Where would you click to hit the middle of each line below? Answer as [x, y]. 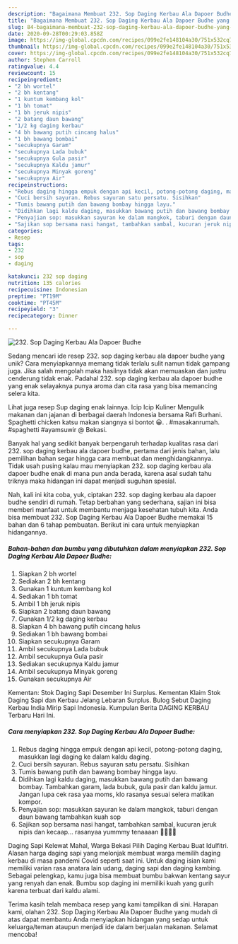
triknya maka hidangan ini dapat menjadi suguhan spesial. [92, 481]
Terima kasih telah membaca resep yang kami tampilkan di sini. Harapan [113, 904]
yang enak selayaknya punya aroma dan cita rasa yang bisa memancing [113, 386]
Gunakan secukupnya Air [55, 679]
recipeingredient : [35, 80]
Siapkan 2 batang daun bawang [65, 611]
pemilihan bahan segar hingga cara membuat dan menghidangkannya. [111, 458]
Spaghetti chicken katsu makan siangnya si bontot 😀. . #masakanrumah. [114, 422]
